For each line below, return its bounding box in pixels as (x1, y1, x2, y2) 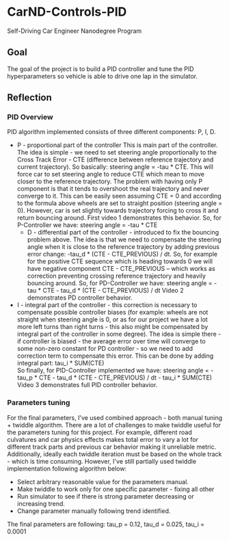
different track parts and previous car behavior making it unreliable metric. (7, 443, 217, 451)
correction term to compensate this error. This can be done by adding (16, 352, 214, 360)
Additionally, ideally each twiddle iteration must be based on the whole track (7, 449, 222, 458)
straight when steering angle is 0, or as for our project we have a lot (16, 315, 208, 324)
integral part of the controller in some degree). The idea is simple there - (16, 330, 221, 339)
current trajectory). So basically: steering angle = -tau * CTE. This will (16, 163, 214, 171)
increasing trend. (16, 499, 65, 507)
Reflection (7, 92, 53, 103)
